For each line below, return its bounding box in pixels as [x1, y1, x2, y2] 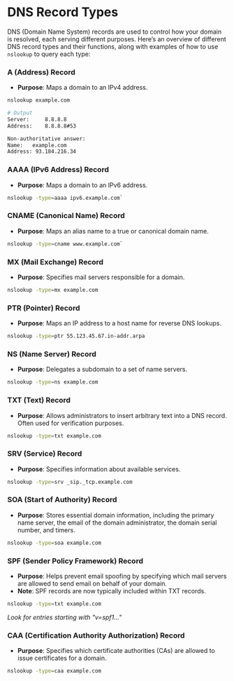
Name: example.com [7, 142, 68, 149]
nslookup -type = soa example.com [7, 539, 101, 546]
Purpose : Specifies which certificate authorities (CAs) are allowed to [17, 647, 215, 655]
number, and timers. [17, 525, 75, 534]
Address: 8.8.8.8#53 [7, 122, 77, 130]
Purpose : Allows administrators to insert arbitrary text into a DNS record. [17, 411, 227, 419]
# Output [7, 109, 33, 116]
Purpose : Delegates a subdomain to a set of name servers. [17, 365, 188, 374]
